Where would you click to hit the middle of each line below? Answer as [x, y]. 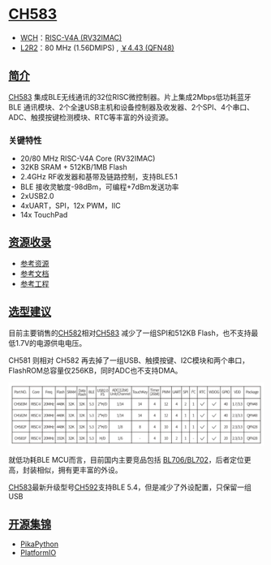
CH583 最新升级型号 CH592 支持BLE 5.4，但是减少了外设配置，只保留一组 [130, 487]
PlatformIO [38, 552]
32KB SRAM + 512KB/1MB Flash [73, 167]
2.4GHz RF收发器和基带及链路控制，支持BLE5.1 [99, 177]
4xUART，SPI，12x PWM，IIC [70, 206]
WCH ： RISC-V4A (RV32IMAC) [71, 37]
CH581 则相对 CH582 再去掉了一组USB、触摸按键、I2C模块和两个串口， [129, 360]
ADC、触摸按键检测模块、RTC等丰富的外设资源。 [90, 117]
